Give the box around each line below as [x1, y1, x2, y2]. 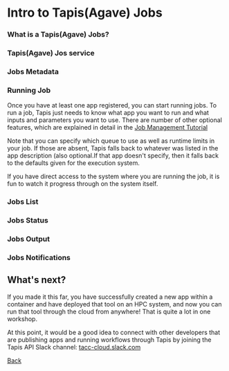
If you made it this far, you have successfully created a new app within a [7, 293, 213, 301]
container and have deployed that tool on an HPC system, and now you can [7, 300, 222, 308]
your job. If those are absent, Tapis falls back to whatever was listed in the [7, 144, 219, 153]
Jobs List [7, 197, 39, 207]
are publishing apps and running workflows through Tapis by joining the [7, 335, 212, 344]
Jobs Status [7, 216, 48, 225]
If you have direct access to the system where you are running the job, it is [7, 172, 220, 181]
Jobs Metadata [7, 67, 59, 76]
